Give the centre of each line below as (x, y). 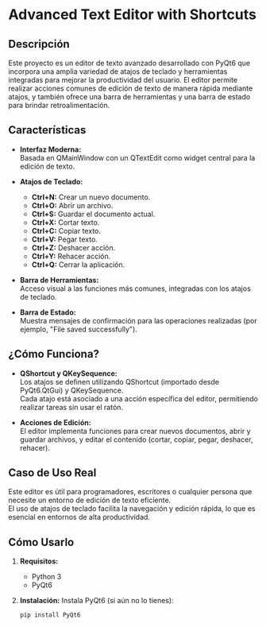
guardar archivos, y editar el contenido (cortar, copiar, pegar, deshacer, (136, 439)
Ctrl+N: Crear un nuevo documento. (91, 197)
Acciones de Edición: (55, 422)
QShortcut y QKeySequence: (68, 373)
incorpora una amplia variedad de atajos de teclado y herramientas (118, 72)
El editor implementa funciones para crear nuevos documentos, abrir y (135, 431)
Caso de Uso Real (52, 473)
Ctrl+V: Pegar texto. (64, 239)
